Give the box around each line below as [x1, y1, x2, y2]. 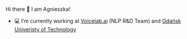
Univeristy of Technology [14, 26, 77, 32]
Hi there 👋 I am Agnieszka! [5, 6, 71, 12]
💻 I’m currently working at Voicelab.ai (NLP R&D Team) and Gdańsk [14, 18, 181, 24]
